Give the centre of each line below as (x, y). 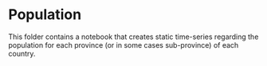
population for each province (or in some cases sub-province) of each (124, 45)
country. (22, 53)
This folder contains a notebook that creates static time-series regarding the (133, 37)
